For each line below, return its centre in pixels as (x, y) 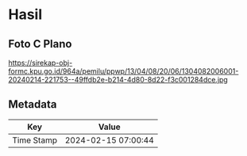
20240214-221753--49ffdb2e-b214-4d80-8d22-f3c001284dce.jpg (118, 80)
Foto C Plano (40, 44)
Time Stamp (35, 140)
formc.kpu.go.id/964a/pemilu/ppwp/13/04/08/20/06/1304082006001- (123, 71)
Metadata (33, 105)
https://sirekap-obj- (41, 63)
